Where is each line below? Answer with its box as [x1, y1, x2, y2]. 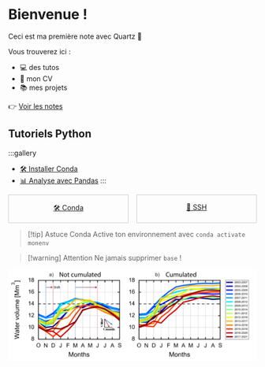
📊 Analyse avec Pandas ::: [19, 176, 106, 185]
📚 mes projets [19, 83, 68, 92]
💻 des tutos [19, 62, 60, 72]
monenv [27, 239, 50, 247]
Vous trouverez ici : [8, 46, 71, 56]
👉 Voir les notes [8, 101, 63, 111]
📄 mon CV [19, 73, 53, 83]
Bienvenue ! [8, 6, 88, 24]
